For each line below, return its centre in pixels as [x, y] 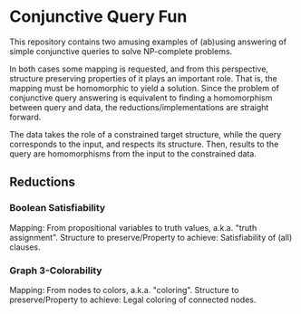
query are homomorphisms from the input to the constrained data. [133, 153]
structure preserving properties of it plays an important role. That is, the [144, 78]
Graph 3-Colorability [56, 271]
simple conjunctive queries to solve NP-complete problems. [121, 51]
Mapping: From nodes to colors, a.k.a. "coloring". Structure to [124, 290]
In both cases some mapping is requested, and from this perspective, [139, 69]
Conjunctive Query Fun [98, 17]
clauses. [25, 247]
